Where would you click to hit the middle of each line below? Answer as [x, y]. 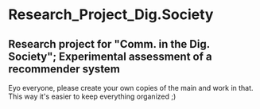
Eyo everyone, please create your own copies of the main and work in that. [131, 88]
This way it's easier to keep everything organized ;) [92, 96]
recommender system [64, 69]
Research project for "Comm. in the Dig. [109, 44]
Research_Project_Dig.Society [111, 15]
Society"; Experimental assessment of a [110, 56]
